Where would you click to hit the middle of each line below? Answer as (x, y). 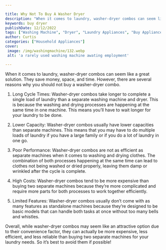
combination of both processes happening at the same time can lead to (85, 160)
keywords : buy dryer (26, 23)
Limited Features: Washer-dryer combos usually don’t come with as (81, 200)
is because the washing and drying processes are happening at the (81, 104)
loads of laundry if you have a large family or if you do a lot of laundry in (85, 135)
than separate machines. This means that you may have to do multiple (83, 130)
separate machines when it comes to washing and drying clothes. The (84, 155)
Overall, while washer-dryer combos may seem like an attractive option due (82, 226)
